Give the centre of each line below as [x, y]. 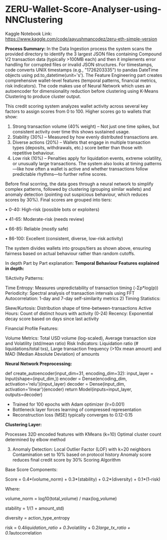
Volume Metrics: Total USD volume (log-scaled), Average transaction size [81, 338]
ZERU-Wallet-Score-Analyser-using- [83, 9]
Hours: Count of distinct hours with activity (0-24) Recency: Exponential [79, 313]
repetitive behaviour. [33, 153]
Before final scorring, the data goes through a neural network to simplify [79, 184]
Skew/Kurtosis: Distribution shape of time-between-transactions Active [79, 308]
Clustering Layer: [24, 424]
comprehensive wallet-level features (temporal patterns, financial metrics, [81, 80]
